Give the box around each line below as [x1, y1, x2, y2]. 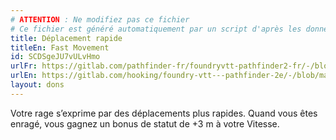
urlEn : [10, 71, 38, 81]
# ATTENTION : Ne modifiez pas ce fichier [10, 14, 190, 25]
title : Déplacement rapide [10, 33, 123, 43]
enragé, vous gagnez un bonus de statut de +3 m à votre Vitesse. [10, 117, 280, 130]
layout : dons [10, 80, 65, 90]
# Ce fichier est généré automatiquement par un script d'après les [10, 24, 302, 34]
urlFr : [10, 61, 38, 71]
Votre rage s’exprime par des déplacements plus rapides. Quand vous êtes [10, 107, 318, 119]
